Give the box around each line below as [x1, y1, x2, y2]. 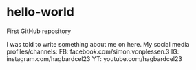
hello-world [6, 4, 75, 20]
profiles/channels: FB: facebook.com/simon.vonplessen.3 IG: [6, 47, 179, 56]
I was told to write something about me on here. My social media [6, 40, 190, 48]
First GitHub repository [6, 27, 72, 35]
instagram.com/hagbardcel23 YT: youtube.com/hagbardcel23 [6, 54, 183, 62]
